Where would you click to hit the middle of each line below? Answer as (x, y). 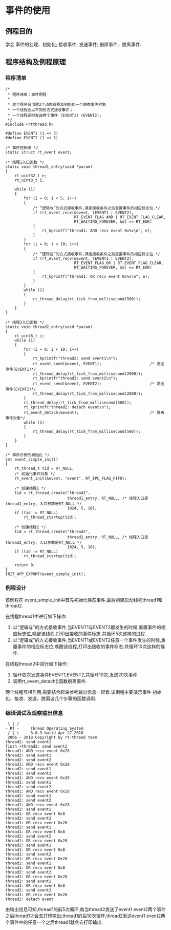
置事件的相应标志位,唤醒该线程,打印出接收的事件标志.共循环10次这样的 (87, 646)
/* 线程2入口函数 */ (25, 322)
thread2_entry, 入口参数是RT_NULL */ (44, 542)
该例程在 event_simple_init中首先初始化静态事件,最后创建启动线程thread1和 (84, 600)
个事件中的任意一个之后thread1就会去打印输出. (54, 922)
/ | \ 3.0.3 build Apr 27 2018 (45, 733)
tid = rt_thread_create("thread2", (52, 532)
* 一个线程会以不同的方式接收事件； (40, 110)
